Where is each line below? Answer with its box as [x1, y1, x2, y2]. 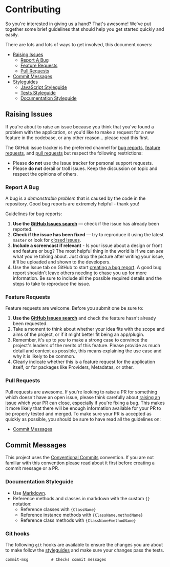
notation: [12, 501, 32, 507]
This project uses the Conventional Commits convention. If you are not [5, 455, 154, 461]
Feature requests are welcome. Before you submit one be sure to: [5, 305, 144, 311]
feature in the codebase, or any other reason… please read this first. [5, 135, 150, 141]
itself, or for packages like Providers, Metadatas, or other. [12, 364, 134, 370]
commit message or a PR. [5, 465, 59, 471]
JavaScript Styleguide [20, 84, 68, 90]
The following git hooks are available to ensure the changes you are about [5, 542, 163, 548]
